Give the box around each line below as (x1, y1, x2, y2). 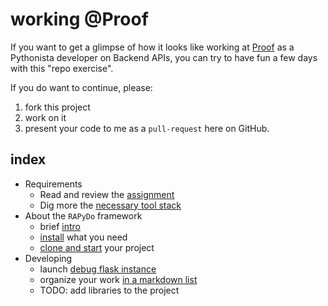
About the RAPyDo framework (24, 209, 143, 222)
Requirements (24, 178, 83, 190)
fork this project (24, 101, 91, 113)
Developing (24, 252, 73, 264)
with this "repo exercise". (10, 62, 114, 74)
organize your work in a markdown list (39, 273, 198, 285)
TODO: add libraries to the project (39, 284, 180, 296)
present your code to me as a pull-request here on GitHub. (24, 122, 270, 134)
